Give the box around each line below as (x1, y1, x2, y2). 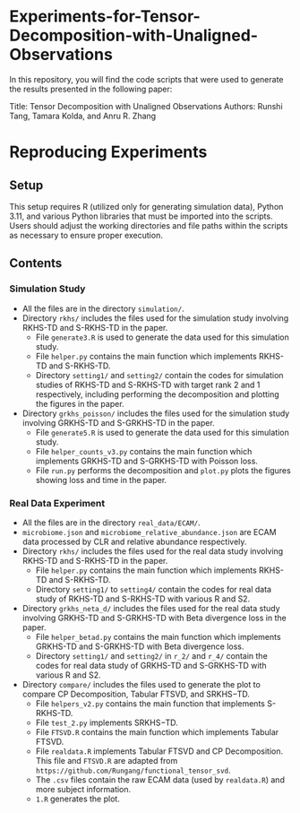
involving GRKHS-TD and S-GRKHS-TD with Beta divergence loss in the (21, 612, 287, 623)
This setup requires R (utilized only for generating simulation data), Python (9, 201, 284, 212)
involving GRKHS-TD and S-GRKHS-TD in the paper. (21, 417, 215, 428)
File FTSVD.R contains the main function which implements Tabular (35, 726, 279, 737)
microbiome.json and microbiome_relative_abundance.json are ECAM (21, 526, 277, 537)
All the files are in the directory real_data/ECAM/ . (21, 517, 201, 528)
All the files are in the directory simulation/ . (21, 303, 185, 314)
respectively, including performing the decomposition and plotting (35, 388, 279, 400)
